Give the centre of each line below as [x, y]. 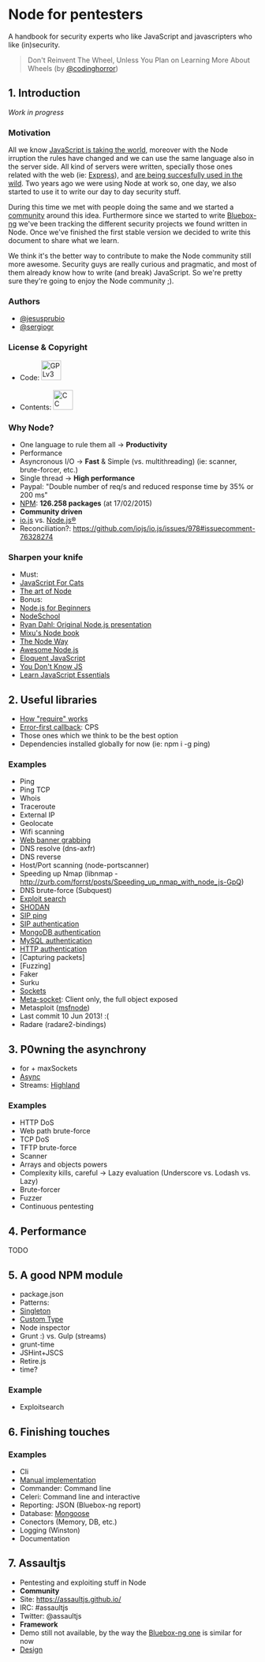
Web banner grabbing [55, 840]
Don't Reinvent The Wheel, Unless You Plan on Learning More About [139, 60]
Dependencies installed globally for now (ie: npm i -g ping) [115, 744]
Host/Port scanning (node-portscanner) [84, 865]
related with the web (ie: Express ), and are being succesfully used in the [125, 175]
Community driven [51, 511]
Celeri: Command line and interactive [80, 1497]
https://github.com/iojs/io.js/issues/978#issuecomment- [164, 528]
